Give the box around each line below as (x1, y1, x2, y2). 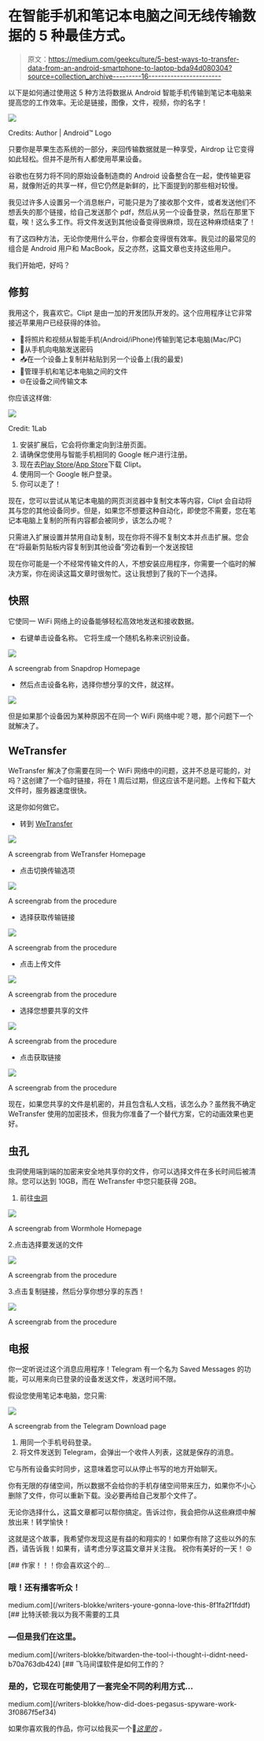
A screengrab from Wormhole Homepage (8, 1224, 142, 1234)
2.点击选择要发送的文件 (8, 1240, 84, 1249)
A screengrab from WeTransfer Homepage (8, 850, 146, 859)
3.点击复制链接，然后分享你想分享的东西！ (8, 1287, 145, 1297)
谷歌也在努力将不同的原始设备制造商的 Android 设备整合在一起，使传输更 (8, 171, 244, 180)
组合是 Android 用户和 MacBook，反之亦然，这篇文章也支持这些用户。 (8, 243, 236, 253)
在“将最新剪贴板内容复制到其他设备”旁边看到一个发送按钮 (8, 542, 194, 551)
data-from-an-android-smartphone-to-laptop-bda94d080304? (27, 63, 233, 72)
